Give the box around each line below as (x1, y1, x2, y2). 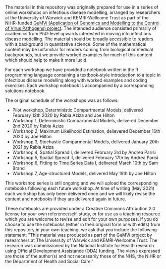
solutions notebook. (5, 88, 46, 93)
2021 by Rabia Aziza (12, 144, 54, 150)
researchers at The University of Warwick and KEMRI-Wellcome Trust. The (5, 237, 158, 243)
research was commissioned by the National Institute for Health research (5, 243, 154, 248)
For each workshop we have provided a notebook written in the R (5, 67, 139, 73)
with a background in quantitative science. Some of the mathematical (5, 41, 147, 47)
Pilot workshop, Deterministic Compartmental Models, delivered (12, 107, 143, 113)
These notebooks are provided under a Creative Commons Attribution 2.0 (5, 206, 156, 211)
